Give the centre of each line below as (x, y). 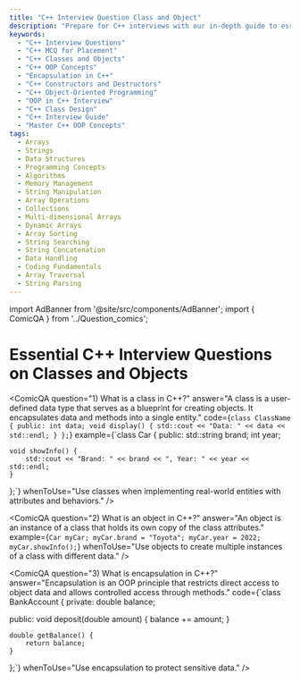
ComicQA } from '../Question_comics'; (79, 318)
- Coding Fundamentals (59, 267)
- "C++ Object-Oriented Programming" (87, 92)
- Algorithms (42, 175)
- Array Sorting (47, 233)
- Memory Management (55, 184)
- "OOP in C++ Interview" (66, 101)
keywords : (28, 34)
